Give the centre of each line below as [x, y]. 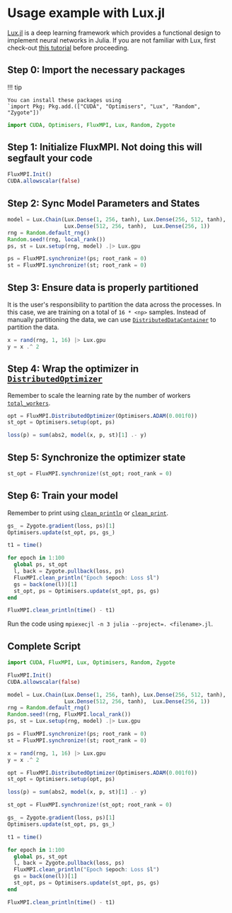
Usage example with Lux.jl [86, 13]
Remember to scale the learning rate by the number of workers [99, 395]
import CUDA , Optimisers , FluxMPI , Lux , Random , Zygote [91, 125]
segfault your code [50, 159]
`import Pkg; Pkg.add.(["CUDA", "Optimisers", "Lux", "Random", [104, 106]
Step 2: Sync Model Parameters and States [104, 203]
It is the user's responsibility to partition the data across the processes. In [114, 304]
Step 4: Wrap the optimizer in [73, 369]
